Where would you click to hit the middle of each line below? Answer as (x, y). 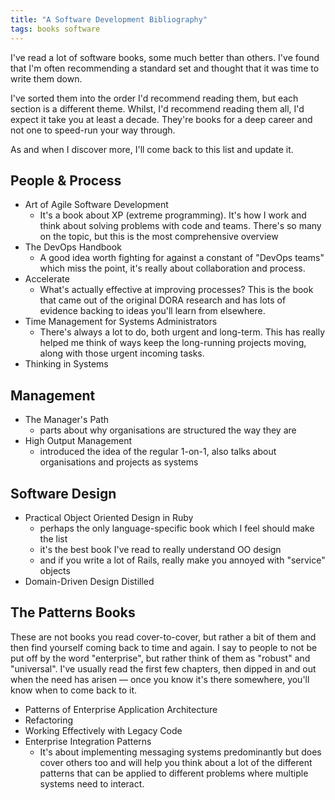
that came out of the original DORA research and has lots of (163, 300)
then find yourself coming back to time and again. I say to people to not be (164, 647)
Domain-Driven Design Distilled (89, 581)
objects (55, 570)
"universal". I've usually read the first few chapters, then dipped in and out (163, 668)
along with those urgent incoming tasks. (122, 353)
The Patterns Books (73, 612)
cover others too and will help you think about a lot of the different (176, 762)
